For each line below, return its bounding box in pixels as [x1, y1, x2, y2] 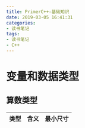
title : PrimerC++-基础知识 [6, 8, 70, 15]
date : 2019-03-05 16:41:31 [6, 14, 73, 20]
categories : [6, 20, 36, 26]
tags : [6, 31, 20, 37]
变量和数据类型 [6, 70, 80, 84]
